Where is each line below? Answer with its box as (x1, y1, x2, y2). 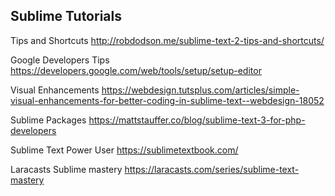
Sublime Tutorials (10, 8, 122, 25)
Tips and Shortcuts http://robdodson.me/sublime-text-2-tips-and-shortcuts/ (10, 34, 325, 46)
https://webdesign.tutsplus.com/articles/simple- (101, 84, 300, 96)
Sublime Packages (10, 114, 87, 126)
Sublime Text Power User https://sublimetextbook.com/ (10, 144, 239, 156)
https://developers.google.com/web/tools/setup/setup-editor (10, 64, 262, 76)
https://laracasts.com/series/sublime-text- (124, 163, 300, 175)
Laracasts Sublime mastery (10, 163, 123, 175)
